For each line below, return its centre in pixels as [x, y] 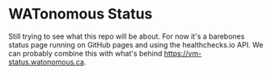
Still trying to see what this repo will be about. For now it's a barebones [127, 36]
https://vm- [183, 53]
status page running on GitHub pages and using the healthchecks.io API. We [136, 44]
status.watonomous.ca [47, 62]
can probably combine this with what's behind [85, 53]
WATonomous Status [80, 14]
